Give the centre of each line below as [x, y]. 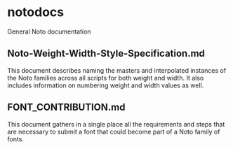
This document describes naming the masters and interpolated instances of [117, 70]
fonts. [16, 139]
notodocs [36, 12]
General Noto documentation [49, 31]
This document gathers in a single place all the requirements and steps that [116, 124]
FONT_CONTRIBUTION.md [66, 107]
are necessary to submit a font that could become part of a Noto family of [114, 132]
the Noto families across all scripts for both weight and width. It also [106, 78]
